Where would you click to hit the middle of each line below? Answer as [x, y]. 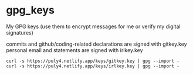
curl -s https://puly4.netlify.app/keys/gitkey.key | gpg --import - [93, 61]
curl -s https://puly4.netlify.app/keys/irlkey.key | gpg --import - [93, 66]
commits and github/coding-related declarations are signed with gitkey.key [97, 44]
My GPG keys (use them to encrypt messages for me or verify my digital [93, 26]
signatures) [20, 32]
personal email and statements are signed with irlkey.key [75, 50]
